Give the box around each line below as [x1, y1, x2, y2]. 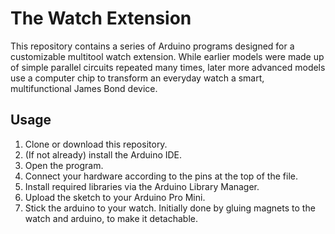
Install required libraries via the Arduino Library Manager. [24, 180, 260, 192]
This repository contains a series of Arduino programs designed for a [10, 40, 295, 52]
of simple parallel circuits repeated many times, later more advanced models [10, 61, 326, 73]
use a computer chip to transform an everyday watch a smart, [10, 72, 265, 84]
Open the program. [24, 159, 104, 171]
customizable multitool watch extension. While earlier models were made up [10, 50, 325, 62]
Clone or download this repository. [24, 138, 168, 150]
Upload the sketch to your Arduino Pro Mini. [24, 191, 206, 203]
